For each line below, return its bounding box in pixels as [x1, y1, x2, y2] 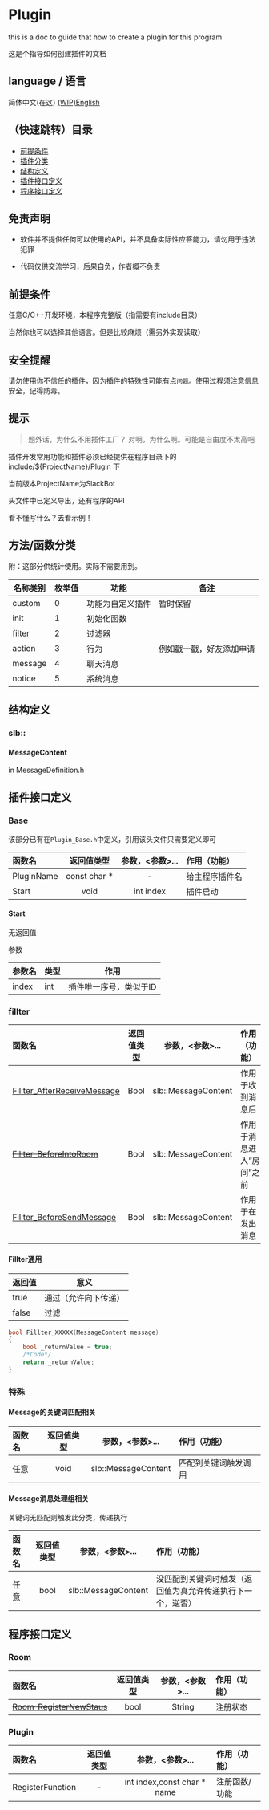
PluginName [12, 870, 58, 881]
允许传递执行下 [187, 1585, 245, 1596]
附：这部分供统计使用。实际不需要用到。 [8, 561, 142, 571]
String [171, 1701, 195, 1712]
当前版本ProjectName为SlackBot [8, 478, 116, 488]
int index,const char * [124, 1776, 207, 1788]
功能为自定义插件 [86, 598, 151, 609]
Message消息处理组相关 [8, 1493, 90, 1503]
